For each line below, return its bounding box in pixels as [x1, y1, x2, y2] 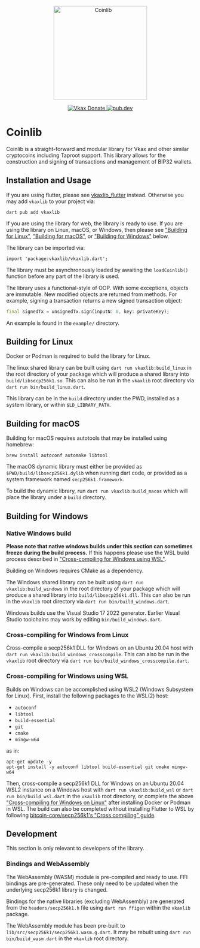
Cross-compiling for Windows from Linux [6, 630, 129, 639]
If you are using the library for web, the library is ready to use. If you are [6, 219, 183, 227]
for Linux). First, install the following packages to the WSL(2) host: [6, 692, 169, 699]
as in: [6, 747, 20, 754]
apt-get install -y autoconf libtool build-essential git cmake [6, 764, 170, 770]
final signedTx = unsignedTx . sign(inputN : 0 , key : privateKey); [6, 309, 170, 315]
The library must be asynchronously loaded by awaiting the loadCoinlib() [6, 266, 189, 273]
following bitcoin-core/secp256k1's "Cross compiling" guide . [6, 811, 156, 819]
